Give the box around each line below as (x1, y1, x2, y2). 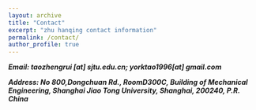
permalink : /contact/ (8, 33, 80, 42)
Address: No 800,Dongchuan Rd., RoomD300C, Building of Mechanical (8, 78, 248, 87)
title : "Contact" (8, 19, 66, 27)
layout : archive (8, 11, 62, 20)
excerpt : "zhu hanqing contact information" (8, 26, 157, 34)
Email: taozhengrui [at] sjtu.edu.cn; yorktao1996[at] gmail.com (8, 62, 222, 71)
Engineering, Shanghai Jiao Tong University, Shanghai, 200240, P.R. (8, 86, 240, 95)
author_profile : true (8, 41, 80, 49)
